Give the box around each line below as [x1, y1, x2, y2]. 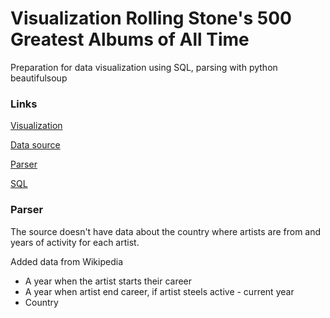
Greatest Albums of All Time [10, 28, 250, 51]
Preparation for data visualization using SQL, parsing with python [10, 61, 278, 73]
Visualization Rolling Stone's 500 [10, 7, 292, 30]
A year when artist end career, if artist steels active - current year [24, 285, 295, 297]
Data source [10, 139, 61, 151]
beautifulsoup [10, 72, 68, 84]
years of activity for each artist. [10, 236, 140, 248]
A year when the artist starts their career [24, 275, 193, 287]
